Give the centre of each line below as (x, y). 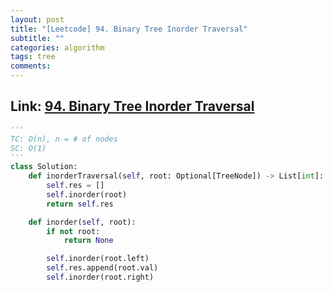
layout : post (37, 19)
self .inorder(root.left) (98, 259)
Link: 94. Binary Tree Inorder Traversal (132, 106)
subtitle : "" (37, 38)
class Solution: (44, 167)
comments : (31, 66)
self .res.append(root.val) (102, 268)
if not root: (73, 231)
